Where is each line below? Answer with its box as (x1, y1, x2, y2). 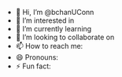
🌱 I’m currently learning (15, 24, 92, 33)
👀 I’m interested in (15, 16, 75, 25)
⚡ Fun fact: (15, 61, 51, 71)
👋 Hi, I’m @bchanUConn (15, 8, 94, 16)
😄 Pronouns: (15, 53, 59, 62)
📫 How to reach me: (15, 42, 83, 50)
